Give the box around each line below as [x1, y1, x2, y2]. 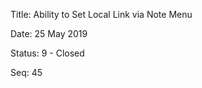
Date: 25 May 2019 [10, 28, 88, 39]
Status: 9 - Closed [10, 47, 85, 59]
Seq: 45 [10, 67, 43, 78]
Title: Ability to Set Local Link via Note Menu [10, 9, 193, 20]
